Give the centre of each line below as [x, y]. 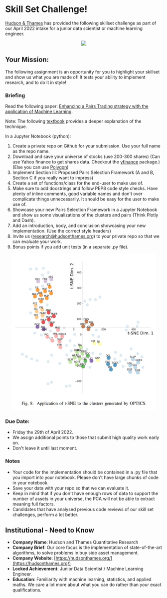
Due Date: [17, 421]
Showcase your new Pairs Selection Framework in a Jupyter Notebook [85, 210]
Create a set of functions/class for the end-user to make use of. [78, 183]
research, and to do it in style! [36, 82]
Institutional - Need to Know [50, 530]
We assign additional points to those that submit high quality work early [86, 437]
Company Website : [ [34, 558]
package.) [150, 162]
